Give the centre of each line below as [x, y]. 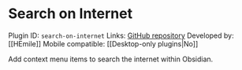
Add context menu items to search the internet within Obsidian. [111, 59]
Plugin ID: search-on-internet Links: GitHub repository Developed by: [121, 35]
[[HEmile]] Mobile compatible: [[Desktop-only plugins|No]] [103, 43]
